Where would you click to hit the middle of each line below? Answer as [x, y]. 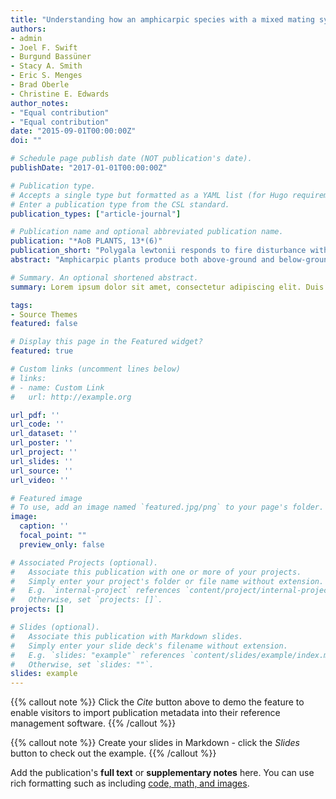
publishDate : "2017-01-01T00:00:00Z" [89, 168]
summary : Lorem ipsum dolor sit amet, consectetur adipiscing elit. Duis [167, 287]
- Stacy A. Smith [46, 66]
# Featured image [46, 498]
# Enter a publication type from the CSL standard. [120, 204]
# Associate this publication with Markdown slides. [127, 636]
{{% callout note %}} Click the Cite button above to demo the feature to [157, 702]
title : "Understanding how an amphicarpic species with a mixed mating [162, 19]
